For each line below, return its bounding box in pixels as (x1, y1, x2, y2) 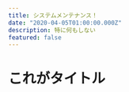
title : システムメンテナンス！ (8, 11, 98, 20)
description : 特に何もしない (8, 26, 97, 34)
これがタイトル (8, 70, 106, 87)
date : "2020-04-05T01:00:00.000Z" (8, 19, 123, 27)
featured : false (8, 33, 62, 42)
